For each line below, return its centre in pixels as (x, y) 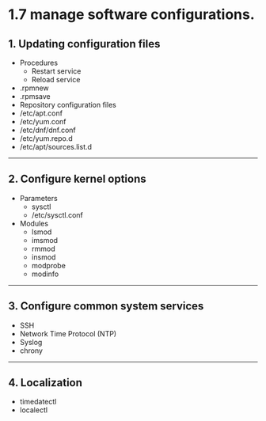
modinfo (45, 274)
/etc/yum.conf (43, 121)
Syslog (31, 342)
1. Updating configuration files (84, 44)
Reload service (56, 80)
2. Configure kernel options (77, 179)
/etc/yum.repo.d (46, 138)
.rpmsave (35, 96)
